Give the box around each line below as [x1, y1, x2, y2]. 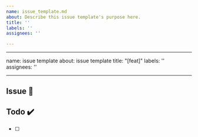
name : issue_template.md [6, 8, 67, 15]
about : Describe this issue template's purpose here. [6, 14, 141, 20]
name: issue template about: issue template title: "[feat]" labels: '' [6, 57, 165, 65]
